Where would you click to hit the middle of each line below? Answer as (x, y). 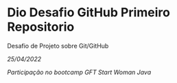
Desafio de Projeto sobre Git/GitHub (58, 46)
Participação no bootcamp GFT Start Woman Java (79, 72)
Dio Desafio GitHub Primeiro (88, 13)
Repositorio (41, 27)
